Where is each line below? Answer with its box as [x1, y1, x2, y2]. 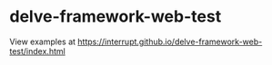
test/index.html [9, 45, 65, 56]
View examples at [9, 36, 76, 47]
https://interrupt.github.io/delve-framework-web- [76, 36, 263, 47]
